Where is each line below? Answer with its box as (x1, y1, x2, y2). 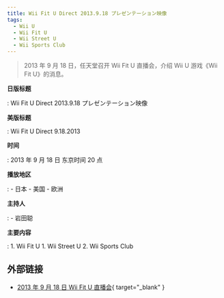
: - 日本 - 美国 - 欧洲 (7, 185, 64, 193)
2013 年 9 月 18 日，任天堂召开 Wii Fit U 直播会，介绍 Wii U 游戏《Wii (23, 62, 218, 69)
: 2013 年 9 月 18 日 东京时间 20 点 (7, 156, 103, 164)
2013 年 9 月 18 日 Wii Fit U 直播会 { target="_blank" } (16, 283, 165, 291)
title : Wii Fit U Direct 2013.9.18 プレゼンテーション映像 (7, 10, 167, 17)
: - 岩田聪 (7, 214, 33, 222)
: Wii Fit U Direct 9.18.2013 (7, 127, 81, 135)
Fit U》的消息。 (23, 70, 68, 78)
